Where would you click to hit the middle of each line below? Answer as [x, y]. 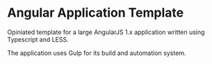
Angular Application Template [96, 13]
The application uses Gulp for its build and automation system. [97, 53]
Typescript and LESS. [38, 39]
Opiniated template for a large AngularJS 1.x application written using [106, 32]
